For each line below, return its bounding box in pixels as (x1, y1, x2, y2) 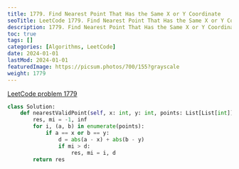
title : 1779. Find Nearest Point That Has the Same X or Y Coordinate (7, 10, 221, 18)
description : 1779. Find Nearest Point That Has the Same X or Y (7, 23, 205, 31)
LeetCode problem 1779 (7, 89, 78, 98)
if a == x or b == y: (45, 129, 110, 136)
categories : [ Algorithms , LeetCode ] (7, 43, 116, 50)
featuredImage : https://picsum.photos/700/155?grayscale (7, 63, 180, 70)
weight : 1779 (7, 70, 46, 77)
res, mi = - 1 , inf (33, 116, 87, 124)
